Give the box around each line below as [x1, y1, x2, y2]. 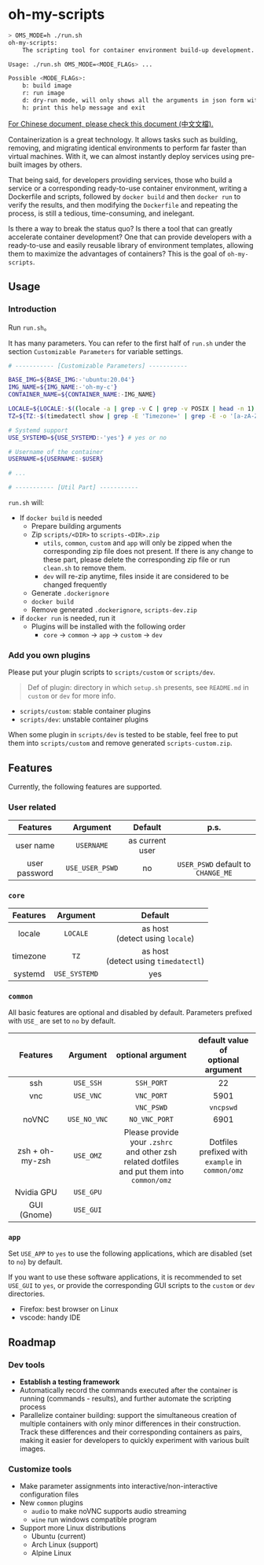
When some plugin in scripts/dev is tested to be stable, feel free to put [8, 730, 238, 740]
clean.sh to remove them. [42, 563, 126, 572]
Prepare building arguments [31, 522, 122, 530]
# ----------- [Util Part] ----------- [8, 484, 139, 492]
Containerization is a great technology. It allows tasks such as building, [8, 135, 238, 144]
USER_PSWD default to [177, 859, 251, 870]
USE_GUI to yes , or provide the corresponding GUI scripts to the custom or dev [8, 1281, 255, 1290]
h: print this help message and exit [22, 104, 146, 112]
